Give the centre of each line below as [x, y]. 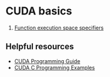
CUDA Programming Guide [47, 61]
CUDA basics [39, 11]
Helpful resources [40, 47]
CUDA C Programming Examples [54, 67]
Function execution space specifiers [59, 28]
